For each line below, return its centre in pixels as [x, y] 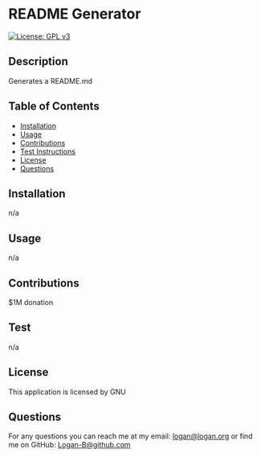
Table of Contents [54, 107]
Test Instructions [48, 151]
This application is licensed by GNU [67, 392]
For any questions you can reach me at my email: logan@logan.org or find [130, 436]
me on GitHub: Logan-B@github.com [69, 445]
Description [38, 62]
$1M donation [31, 302]
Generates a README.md [51, 80]
